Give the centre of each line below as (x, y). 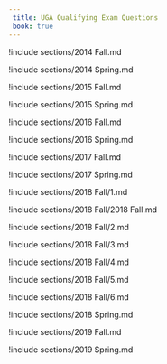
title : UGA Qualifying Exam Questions (85, 18)
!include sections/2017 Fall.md (65, 157)
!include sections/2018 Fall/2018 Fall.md (83, 210)
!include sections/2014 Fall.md (65, 51)
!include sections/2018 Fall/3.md (69, 244)
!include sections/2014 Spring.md (71, 70)
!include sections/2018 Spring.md (71, 314)
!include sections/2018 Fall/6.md (69, 297)
